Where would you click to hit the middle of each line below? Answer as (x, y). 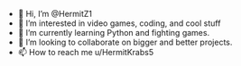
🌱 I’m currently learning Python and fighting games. (114, 33)
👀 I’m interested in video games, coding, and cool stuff (119, 23)
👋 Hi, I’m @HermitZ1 (55, 14)
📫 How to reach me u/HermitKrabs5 (86, 52)
